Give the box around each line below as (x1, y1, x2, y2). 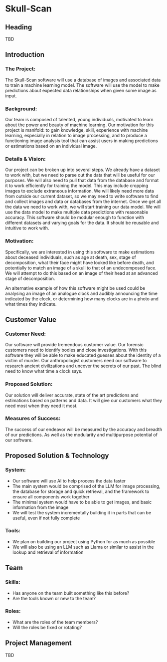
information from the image (12, 504, 69, 510)
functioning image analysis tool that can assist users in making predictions (5, 138, 158, 144)
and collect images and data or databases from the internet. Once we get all (5, 199, 162, 205)
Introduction (5, 50, 45, 59)
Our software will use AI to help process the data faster (12, 477, 126, 484)
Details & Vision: (5, 155, 46, 162)
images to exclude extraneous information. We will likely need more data (5, 188, 155, 194)
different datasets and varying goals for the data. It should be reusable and (5, 220, 159, 226)
